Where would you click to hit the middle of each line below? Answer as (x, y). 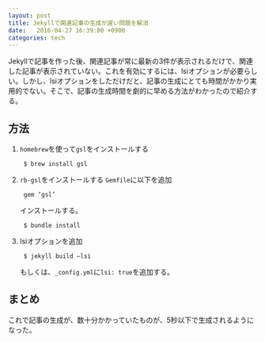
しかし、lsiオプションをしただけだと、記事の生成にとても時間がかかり (136, 81)
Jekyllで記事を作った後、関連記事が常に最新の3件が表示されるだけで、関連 (131, 61)
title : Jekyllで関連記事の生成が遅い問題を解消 (78, 23)
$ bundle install (52, 226)
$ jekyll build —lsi (57, 256)
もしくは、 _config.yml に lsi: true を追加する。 (97, 272)
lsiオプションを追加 (51, 241)
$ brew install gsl (55, 164)
